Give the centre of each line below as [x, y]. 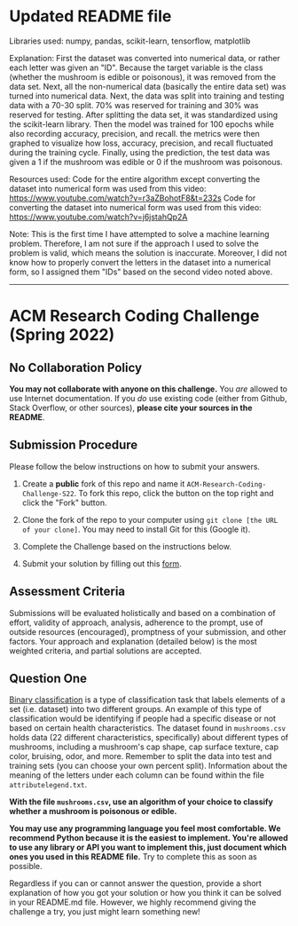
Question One [48, 678]
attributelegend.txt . [48, 785]
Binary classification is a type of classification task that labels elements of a [147, 700]
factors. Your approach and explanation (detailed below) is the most [133, 641]
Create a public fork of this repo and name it [103, 483]
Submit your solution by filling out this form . [102, 563]
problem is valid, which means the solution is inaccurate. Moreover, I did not [148, 253]
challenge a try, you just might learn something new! [105, 912]
